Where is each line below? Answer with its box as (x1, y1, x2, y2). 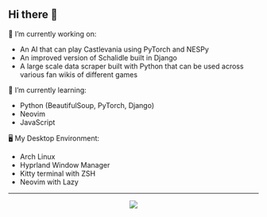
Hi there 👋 (8, 8, 58, 21)
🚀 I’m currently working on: (8, 29, 97, 38)
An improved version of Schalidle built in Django (19, 52, 177, 62)
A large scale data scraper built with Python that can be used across (19, 61, 244, 71)
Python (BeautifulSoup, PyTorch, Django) (19, 100, 155, 110)
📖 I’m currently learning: (8, 85, 87, 95)
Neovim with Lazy (19, 176, 79, 187)
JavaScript (19, 117, 56, 127)
